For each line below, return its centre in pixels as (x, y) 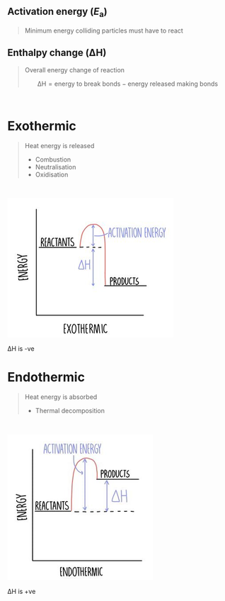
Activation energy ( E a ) (57, 13)
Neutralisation (56, 167)
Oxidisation (52, 174)
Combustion (53, 159)
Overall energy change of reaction (75, 69)
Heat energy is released (59, 145)
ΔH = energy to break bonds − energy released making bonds (128, 84)
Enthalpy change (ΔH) (57, 53)
